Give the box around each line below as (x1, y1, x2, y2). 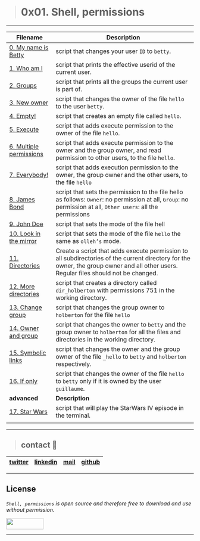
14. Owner (9, 324, 39, 332)
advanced (9, 394, 39, 402)
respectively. (55, 360, 92, 368)
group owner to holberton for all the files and (55, 328, 181, 336)
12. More (9, 282, 35, 291)
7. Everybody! (9, 170, 49, 179)
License (6, 484, 36, 494)
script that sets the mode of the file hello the (55, 229, 181, 238)
